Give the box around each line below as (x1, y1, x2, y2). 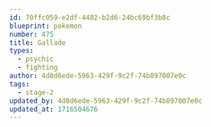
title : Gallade (9, 38, 66, 47)
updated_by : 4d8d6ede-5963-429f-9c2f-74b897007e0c (9, 96, 203, 106)
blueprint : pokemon (9, 21, 83, 30)
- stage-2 (17, 88, 54, 97)
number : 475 (9, 30, 54, 38)
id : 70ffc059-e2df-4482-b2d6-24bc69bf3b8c (9, 13, 171, 22)
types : (9, 47, 34, 55)
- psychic (17, 55, 54, 63)
